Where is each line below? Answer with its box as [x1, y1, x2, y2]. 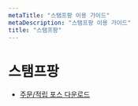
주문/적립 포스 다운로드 [19, 90, 91, 99]
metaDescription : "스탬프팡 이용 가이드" [8, 19, 132, 27]
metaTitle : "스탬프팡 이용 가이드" [8, 11, 110, 20]
